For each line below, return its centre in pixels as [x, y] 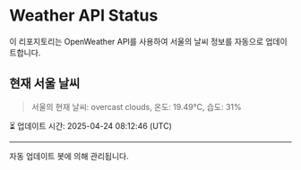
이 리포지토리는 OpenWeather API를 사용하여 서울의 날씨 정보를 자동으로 [137, 41]
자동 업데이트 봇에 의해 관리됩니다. [69, 156]
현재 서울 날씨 [45, 84]
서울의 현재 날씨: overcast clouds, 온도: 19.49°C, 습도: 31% [136, 106]
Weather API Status [84, 16]
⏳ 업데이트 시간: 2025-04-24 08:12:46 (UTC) [91, 125]
